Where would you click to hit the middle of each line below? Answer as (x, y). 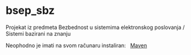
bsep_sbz (30, 11)
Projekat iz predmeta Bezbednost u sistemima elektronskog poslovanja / (95, 27)
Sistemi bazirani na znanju (38, 33)
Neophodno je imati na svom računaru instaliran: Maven (77, 45)
